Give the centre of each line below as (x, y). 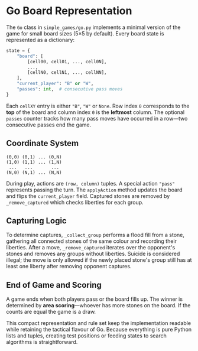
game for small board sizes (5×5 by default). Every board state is (85, 33)
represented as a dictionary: (40, 40)
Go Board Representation (69, 11)
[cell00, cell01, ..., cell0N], (67, 61)
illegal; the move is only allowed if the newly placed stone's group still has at (99, 260)
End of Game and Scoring (54, 285)
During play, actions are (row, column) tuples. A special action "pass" (91, 183)
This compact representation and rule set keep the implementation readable (98, 323)
